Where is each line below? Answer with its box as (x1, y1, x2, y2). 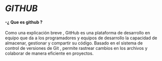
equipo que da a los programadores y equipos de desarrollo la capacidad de (5, 35, 157, 41)
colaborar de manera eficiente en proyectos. (5, 50, 94, 56)
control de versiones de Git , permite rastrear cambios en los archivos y (5, 46, 147, 51)
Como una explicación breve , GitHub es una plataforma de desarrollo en (5, 30, 150, 36)
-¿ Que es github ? (5, 19, 43, 25)
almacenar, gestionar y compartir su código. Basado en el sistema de (5, 40, 143, 46)
